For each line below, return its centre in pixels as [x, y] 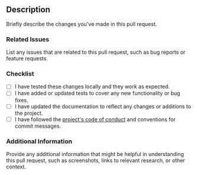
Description [28, 10]
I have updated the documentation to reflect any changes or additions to [103, 106]
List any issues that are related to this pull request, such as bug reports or [96, 52]
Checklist [20, 74]
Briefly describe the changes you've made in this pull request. [82, 24]
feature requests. [27, 59]
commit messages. [38, 126]
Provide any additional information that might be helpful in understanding [95, 154]
